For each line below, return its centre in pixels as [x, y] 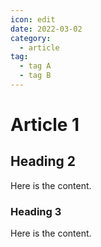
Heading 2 [43, 161]
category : [31, 38]
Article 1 [45, 125]
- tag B [35, 76]
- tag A [35, 66]
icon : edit [33, 19]
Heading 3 [36, 211]
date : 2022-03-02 [46, 29]
